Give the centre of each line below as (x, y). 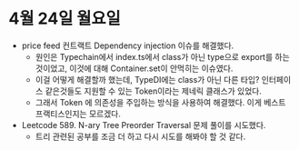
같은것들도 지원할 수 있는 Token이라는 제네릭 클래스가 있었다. (154, 91)
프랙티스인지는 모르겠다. (78, 114)
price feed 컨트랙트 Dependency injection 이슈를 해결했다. (128, 45)
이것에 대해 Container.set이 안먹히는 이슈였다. (151, 68)
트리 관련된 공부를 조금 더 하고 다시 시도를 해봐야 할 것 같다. (140, 136)
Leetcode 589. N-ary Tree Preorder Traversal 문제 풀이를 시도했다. (144, 125)
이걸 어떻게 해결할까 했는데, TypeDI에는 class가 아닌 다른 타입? (147, 79)
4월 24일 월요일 (65, 19)
